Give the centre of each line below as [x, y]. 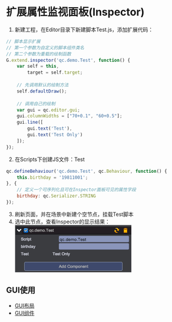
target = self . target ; [55, 73]
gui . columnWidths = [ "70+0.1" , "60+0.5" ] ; [70, 116]
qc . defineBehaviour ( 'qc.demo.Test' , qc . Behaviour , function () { [87, 171]
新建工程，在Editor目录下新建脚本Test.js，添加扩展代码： [84, 29]
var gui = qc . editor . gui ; [49, 110]
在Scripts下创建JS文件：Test [50, 159]
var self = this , [38, 66]
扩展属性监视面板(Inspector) [75, 12]
